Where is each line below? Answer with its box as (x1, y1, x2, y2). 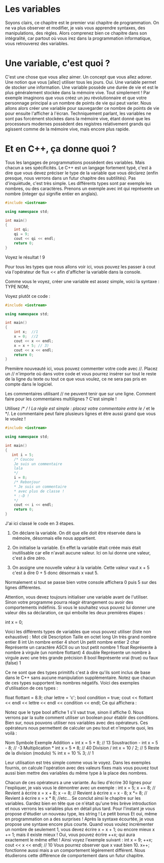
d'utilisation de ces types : (5, 685, 58, 691)
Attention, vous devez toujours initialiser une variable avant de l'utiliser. (5, 594, 148, 600)
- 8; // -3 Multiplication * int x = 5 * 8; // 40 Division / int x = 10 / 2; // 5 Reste (5, 745, 160, 751)
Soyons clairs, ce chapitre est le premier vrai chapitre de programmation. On (5, 20, 159, 26)
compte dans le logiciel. (5, 381, 53, 387)
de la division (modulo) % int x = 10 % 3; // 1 (5, 750, 94, 756)
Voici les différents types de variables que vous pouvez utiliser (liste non (5, 629, 151, 635)
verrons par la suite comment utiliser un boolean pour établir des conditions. (5, 715, 159, 721)
